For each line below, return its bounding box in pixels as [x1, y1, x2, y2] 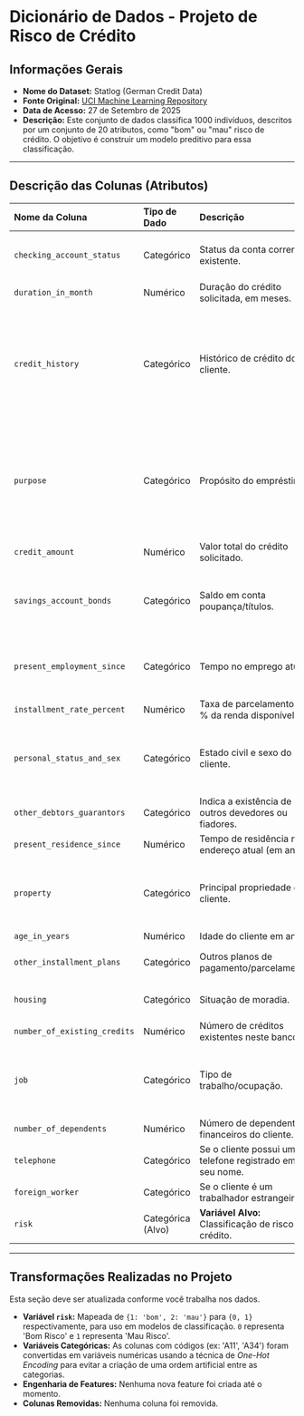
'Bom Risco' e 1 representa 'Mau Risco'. [22, 1330, 171, 1341]
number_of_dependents [14, 1123, 107, 1134]
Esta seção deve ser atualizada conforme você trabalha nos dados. [9, 1294, 261, 1304]
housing [14, 994, 47, 1004]
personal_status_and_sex [14, 752, 121, 763]
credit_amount [14, 547, 75, 557]
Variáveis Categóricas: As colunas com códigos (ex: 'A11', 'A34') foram [22, 1340, 290, 1351]
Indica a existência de [199, 795, 292, 808]
